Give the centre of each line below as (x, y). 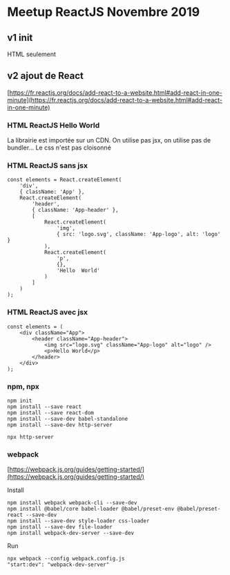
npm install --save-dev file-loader (60, 527)
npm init (20, 401)
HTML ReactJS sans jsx (48, 165)
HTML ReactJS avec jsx (48, 312)
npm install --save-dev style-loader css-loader (78, 521)
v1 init (20, 38)
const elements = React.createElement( (65, 180)
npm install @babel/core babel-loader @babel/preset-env (91, 509)
